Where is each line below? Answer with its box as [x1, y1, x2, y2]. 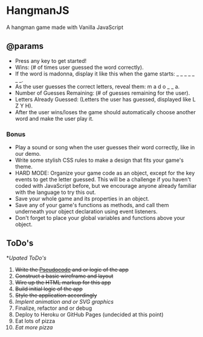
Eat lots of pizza [14, 317, 56, 324]
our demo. [14, 150, 41, 158]
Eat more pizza [14, 324, 53, 331]
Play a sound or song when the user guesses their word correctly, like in [14, 144, 195, 151]
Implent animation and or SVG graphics [14, 298, 114, 305]
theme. [14, 163, 33, 170]
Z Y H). [14, 102, 33, 109]
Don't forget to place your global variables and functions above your [14, 214, 185, 222]
